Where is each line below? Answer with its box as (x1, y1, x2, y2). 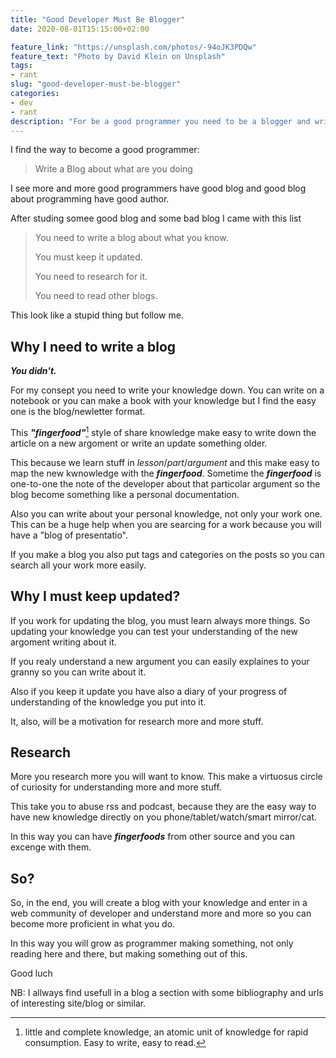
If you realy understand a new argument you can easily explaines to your (10, 655, 310, 667)
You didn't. (10, 365, 57, 377)
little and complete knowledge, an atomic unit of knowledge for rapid (24, 1026, 309, 1038)
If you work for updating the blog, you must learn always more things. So (10, 614, 311, 626)
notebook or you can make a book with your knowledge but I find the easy (10, 395, 317, 407)
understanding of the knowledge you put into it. (10, 696, 207, 708)
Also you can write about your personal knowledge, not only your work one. (10, 507, 323, 520)
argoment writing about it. (10, 636, 117, 648)
